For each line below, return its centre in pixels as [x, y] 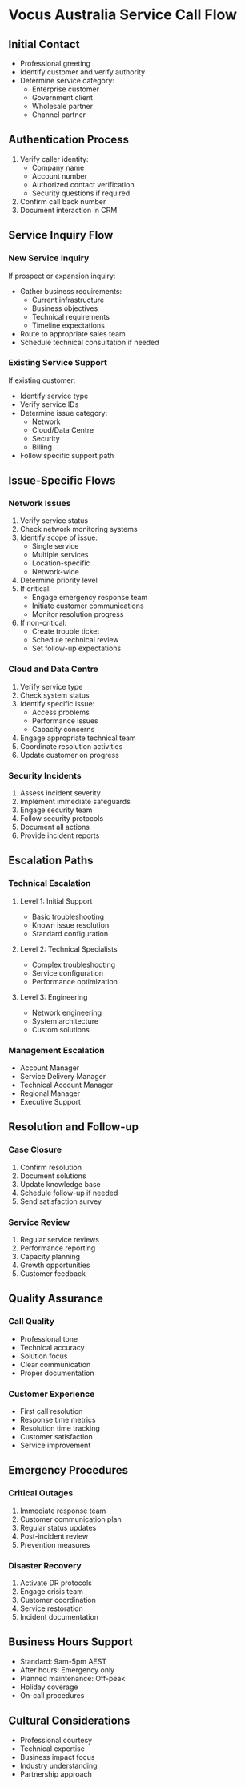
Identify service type [54, 396]
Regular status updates [58, 1527]
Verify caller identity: [54, 159]
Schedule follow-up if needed [69, 1193]
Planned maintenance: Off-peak [72, 1678]
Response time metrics [58, 1420]
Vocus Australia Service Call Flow [123, 15]
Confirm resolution [51, 1167]
